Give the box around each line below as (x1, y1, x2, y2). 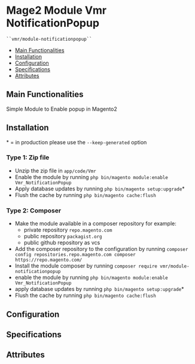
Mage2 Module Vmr (6, 4, 106, 17)
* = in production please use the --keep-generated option (6, 138, 147, 145)
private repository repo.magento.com (23, 226, 112, 233)
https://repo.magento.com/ (14, 257, 83, 263)
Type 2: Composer (6, 206, 62, 214)
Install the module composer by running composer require (14, 262, 157, 269)
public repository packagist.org (23, 233, 102, 240)
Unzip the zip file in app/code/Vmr (14, 167, 97, 174)
